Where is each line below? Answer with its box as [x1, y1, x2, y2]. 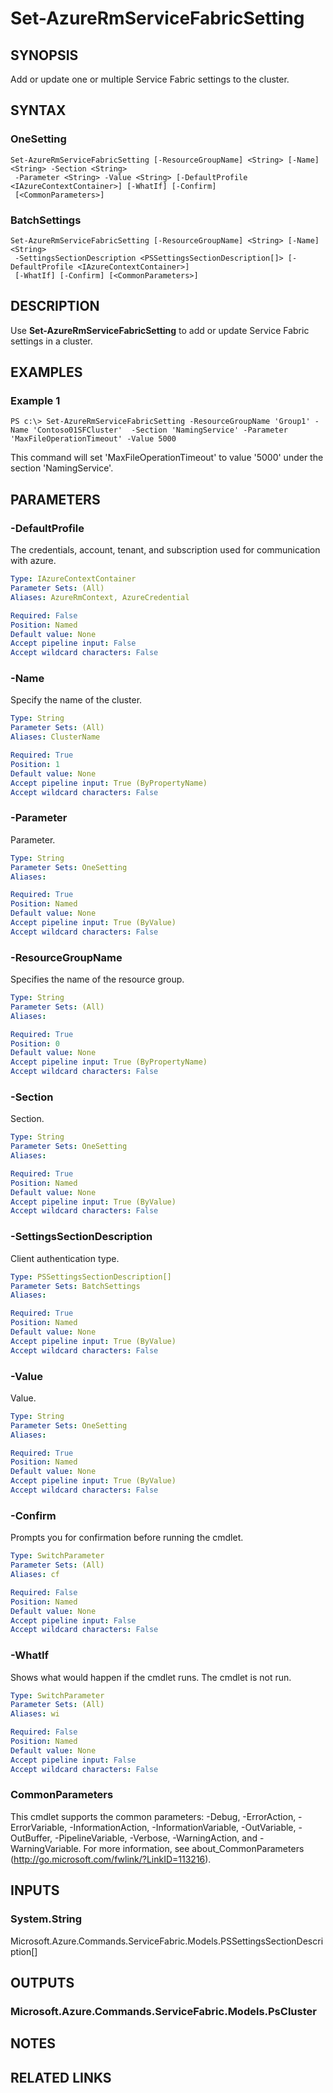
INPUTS [10, 1882, 60, 1899]
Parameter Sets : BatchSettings [10, 1281, 141, 1291]
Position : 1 [10, 759, 60, 769]
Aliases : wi [10, 1709, 60, 1719]
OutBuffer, [10, 1832, 53, 1844]
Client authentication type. [10, 1252, 120, 1264]
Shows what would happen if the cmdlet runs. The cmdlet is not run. [10, 1671, 292, 1683]
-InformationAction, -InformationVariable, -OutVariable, [69, 1821, 297, 1833]
